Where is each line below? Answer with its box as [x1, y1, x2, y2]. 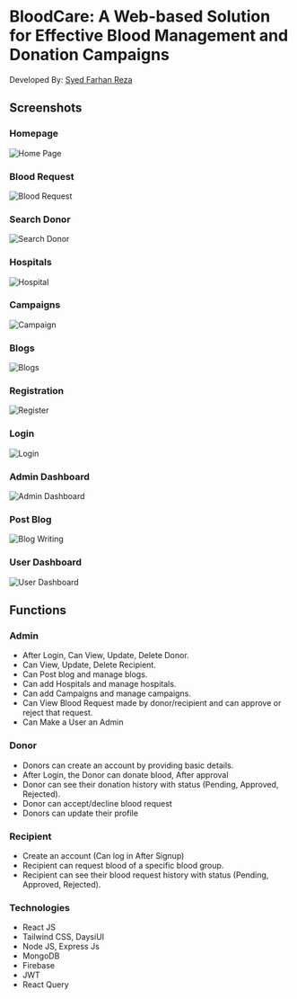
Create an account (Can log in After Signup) [22, 850, 185, 861]
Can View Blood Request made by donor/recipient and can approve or [22, 698, 282, 709]
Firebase [22, 960, 56, 971]
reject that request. [22, 708, 93, 718]
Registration [9, 385, 65, 397]
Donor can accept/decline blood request [22, 798, 172, 808]
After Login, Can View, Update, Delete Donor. [22, 650, 190, 661]
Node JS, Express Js [22, 941, 100, 952]
